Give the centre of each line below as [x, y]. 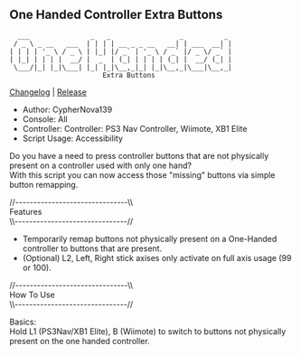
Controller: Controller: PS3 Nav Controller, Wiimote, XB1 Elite [135, 128]
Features [26, 211]
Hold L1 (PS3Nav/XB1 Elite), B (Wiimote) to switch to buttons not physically [148, 331]
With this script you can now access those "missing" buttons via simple [142, 174]
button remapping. [44, 184]
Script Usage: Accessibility [73, 138]
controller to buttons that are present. [92, 248]
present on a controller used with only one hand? [101, 165]
